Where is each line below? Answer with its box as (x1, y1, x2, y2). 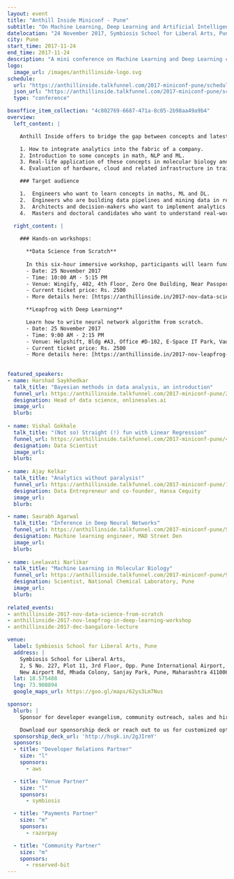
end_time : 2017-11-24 (7, 50, 70, 57)
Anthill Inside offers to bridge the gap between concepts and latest (19, 133, 229, 140)
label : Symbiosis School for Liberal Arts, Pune (13, 643, 157, 650)
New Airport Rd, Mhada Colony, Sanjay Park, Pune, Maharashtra (19, 669, 208, 676)
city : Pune (7, 36, 39, 43)
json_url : (13, 88, 42, 95)
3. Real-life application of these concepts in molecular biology (19, 159, 217, 166)
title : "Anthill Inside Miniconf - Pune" (7, 17, 130, 24)
